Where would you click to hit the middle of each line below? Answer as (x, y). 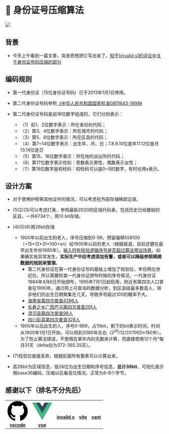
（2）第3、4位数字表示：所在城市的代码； (64, 131)
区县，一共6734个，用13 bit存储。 (48, 216)
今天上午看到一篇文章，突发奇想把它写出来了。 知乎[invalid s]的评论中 (84, 56)
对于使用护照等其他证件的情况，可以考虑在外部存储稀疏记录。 (77, 199)
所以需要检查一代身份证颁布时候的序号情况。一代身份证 (99, 276)
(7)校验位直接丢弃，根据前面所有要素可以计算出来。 (66, 356)
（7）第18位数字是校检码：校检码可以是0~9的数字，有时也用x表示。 (91, 169)
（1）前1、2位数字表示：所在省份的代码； (63, 125)
